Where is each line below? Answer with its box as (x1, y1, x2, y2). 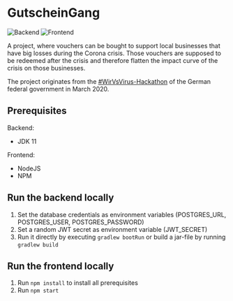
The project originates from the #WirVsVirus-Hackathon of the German (7, 77, 211, 85)
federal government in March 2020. (7, 85, 110, 93)
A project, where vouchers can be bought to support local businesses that (7, 41, 221, 50)
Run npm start (17, 286, 59, 295)
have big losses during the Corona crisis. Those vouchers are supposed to (7, 49, 222, 57)
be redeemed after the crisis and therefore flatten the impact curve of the (7, 56, 218, 64)
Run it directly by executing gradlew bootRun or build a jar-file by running (17, 233, 226, 241)
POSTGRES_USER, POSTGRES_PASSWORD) (17, 218, 144, 226)
